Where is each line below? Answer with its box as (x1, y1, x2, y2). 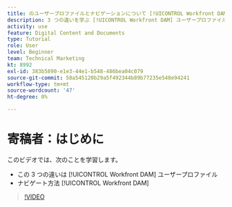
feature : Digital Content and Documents (7, 29, 126, 37)
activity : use (7, 23, 48, 30)
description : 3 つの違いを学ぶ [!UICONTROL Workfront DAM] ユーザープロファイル (7, 17, 228, 23)
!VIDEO (23, 193, 45, 201)
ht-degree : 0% (7, 94, 48, 101)
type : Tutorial (7, 36, 51, 43)
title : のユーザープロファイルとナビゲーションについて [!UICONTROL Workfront (7, 10, 215, 17)
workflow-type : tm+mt (7, 81, 70, 88)
